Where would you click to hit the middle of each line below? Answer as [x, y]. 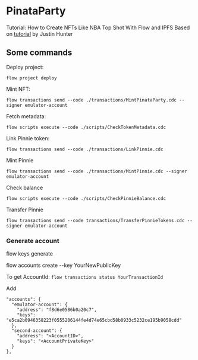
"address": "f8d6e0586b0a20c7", [57, 310]
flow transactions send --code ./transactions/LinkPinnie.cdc [85, 149]
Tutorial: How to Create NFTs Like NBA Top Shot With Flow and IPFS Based [98, 27]
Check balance [25, 187]
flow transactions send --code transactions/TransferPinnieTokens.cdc [95, 220]
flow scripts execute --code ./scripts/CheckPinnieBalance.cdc [86, 198]
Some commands [39, 53]
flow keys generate [30, 254]
